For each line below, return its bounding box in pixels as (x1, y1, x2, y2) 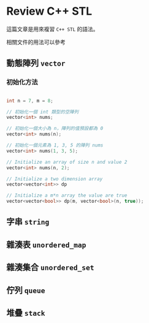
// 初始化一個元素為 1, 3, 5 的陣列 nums (6, 142, 104, 148)
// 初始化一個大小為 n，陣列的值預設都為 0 (6, 126, 104, 132)
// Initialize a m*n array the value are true (6, 192, 128, 199)
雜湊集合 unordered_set (6, 262, 94, 273)
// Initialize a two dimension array (6, 176, 103, 182)
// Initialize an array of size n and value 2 (6, 159, 128, 165)
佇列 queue (6, 285, 45, 295)
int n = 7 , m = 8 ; (6, 97, 53, 104)
